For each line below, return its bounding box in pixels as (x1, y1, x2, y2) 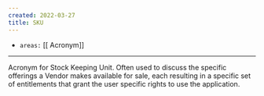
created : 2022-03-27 (8, 11, 76, 20)
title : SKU (8, 19, 44, 27)
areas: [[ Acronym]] (19, 40, 85, 49)
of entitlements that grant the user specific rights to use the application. (8, 79, 240, 88)
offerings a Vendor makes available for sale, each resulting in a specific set (8, 71, 251, 80)
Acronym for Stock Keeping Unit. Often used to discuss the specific (8, 62, 227, 72)
